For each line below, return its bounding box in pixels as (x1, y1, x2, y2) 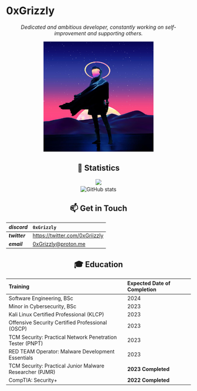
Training (8, 283, 30, 290)
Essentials (8, 354, 33, 361)
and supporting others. (87, 29, 143, 36)
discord (8, 224, 28, 231)
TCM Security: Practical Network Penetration (8, 333, 117, 341)
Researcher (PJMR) (8, 369, 56, 376)
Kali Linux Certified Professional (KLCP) (8, 311, 104, 318)
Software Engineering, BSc (8, 295, 73, 302)
